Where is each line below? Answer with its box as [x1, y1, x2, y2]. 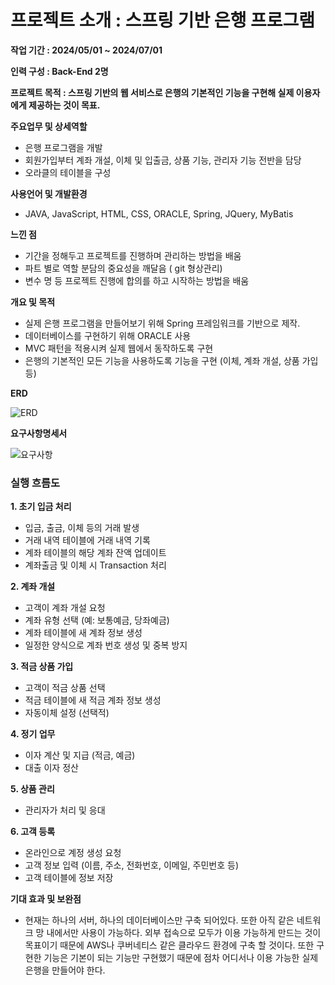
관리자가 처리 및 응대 [24, 804, 106, 816]
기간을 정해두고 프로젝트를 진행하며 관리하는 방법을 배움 [24, 249, 242, 261]
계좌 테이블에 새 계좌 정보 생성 [24, 627, 143, 639]
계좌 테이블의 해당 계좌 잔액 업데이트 [24, 547, 167, 559]
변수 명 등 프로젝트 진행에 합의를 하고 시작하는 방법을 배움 [24, 274, 250, 286]
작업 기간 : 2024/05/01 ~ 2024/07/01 [10, 44, 163, 56]
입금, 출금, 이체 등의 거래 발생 [24, 522, 140, 534]
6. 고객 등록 [10, 826, 56, 838]
